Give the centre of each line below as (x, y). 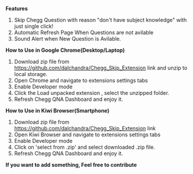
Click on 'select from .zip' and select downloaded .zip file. (84, 147)
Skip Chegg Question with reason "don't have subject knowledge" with (100, 20)
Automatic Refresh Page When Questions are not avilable (84, 32)
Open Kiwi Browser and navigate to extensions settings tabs (87, 134)
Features (17, 9)
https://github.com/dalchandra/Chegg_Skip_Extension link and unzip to (101, 68)
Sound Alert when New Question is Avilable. (68, 39)
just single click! (34, 26)
